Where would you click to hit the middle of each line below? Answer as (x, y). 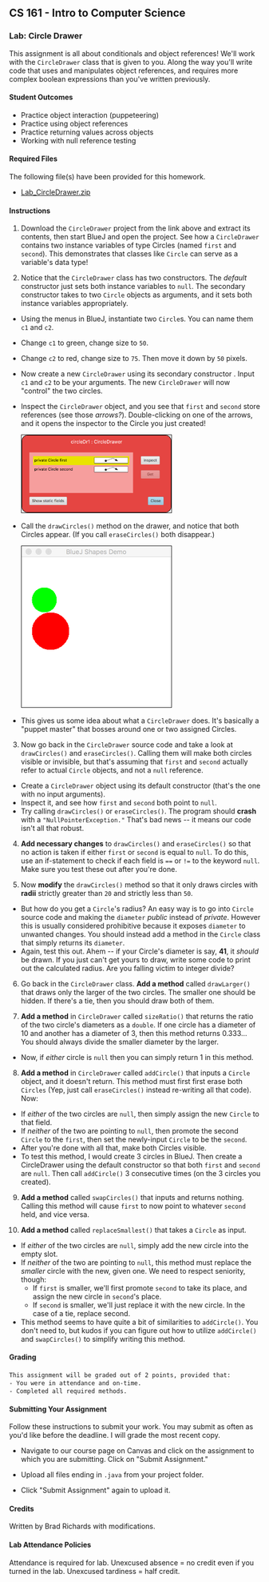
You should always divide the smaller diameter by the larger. (119, 1042)
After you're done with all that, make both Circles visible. (113, 1147)
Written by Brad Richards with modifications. (82, 1526)
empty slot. (39, 1254)
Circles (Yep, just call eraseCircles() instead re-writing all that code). (136, 1090)
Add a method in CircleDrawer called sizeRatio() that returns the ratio (137, 1016)
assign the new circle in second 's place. (97, 1296)
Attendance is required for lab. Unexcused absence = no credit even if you (132, 1562)
